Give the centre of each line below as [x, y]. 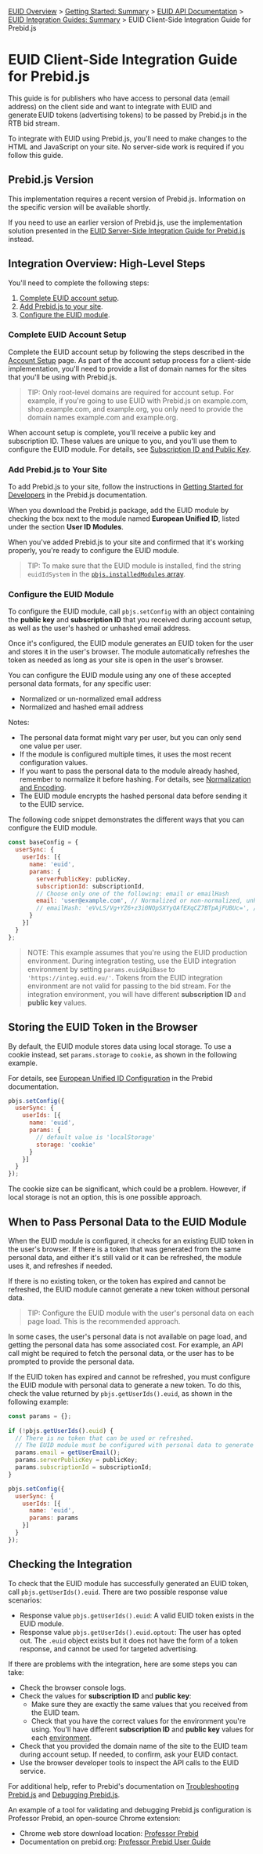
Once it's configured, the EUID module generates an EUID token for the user [131, 643]
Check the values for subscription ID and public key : [105, 1695]
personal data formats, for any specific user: [79, 683]
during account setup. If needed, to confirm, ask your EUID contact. [129, 1754]
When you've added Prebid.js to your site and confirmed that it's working [126, 542]
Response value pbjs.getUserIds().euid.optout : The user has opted [130, 1632]
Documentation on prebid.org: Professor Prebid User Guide [115, 1841]
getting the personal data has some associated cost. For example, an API [126, 1345]
